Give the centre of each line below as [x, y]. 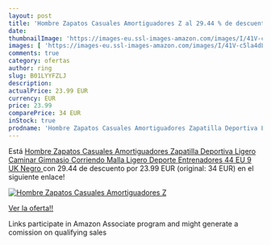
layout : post [30, 16]
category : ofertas [39, 61]
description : [30, 83]
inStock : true [32, 121]
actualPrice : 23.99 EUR [48, 91]
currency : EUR [32, 98]
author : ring [30, 69]
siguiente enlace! [37, 176]
